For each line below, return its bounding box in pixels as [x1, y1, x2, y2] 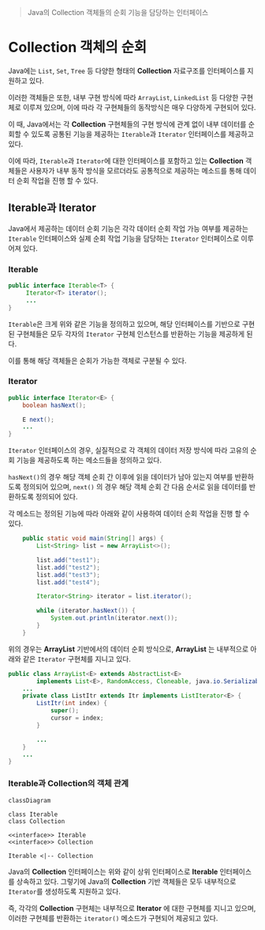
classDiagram [8, 796, 51, 804]
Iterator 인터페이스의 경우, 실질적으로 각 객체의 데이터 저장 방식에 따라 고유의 [8, 446, 249, 455]
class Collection [8, 817, 65, 826]
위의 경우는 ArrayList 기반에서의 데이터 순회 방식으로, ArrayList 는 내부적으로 [8, 644, 249, 654]
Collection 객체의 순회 [8, 39, 147, 56]
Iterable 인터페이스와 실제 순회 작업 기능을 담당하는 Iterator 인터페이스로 [8, 233, 240, 243]
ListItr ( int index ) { [36, 700, 108, 708]
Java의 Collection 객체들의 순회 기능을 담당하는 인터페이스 [27, 8, 209, 17]
